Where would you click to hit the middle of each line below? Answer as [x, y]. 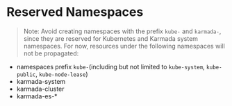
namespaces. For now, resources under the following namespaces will [124, 46]
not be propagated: [51, 53]
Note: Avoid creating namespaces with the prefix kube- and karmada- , [122, 31]
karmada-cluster [40, 89]
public [26, 74]
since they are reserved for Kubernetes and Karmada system [111, 38]
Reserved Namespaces [75, 12]
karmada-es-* [37, 96]
